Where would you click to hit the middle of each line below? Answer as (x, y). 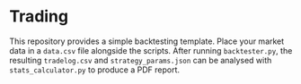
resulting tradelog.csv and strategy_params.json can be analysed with (141, 60)
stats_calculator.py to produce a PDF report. (95, 70)
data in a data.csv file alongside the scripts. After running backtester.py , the (151, 50)
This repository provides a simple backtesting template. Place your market (147, 41)
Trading (39, 17)
